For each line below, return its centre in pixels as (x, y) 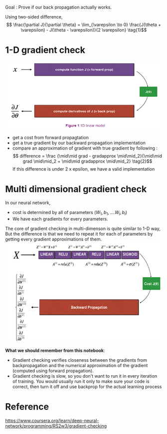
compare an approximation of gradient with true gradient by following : (85, 148)
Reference (27, 407)
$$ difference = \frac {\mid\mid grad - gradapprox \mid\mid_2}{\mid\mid (87, 156)
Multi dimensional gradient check (76, 189)
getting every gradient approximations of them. (54, 239)
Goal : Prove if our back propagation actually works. (59, 7)
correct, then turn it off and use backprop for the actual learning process (87, 387)
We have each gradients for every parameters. (60, 219)
